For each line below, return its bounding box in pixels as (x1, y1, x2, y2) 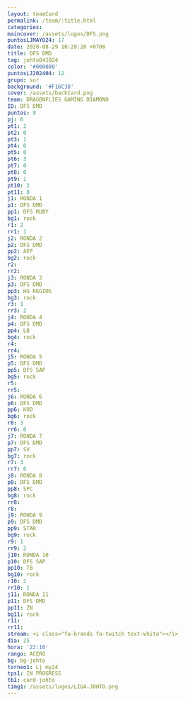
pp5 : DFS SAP (7, 367, 46, 374)
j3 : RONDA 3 (7, 274, 42, 281)
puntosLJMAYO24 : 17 (7, 37, 65, 44)
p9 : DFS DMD (7, 519, 42, 526)
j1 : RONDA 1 (7, 195, 42, 202)
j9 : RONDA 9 (7, 512, 42, 519)
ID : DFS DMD (7, 103, 42, 110)
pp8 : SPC (7, 485, 33, 492)
